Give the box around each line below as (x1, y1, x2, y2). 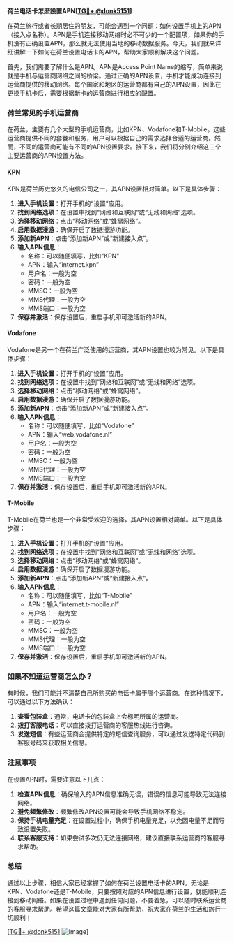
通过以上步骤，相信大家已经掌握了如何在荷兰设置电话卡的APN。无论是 (7, 878, 210, 886)
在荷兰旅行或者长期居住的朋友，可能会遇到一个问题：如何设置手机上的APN (7, 22, 221, 30)
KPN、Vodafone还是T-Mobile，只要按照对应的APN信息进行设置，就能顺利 (7, 887, 221, 896)
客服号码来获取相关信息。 (17, 738, 91, 747)
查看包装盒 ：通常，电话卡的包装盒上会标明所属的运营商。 (17, 712, 182, 721)
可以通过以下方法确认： (7, 698, 75, 706)
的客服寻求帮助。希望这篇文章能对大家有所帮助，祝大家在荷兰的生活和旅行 (7, 905, 221, 913)
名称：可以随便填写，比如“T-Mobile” (27, 591, 132, 599)
